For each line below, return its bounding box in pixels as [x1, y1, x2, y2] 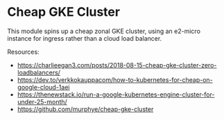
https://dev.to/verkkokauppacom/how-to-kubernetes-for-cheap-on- [17, 75, 213, 83]
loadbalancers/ [17, 68, 61, 77]
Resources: [7, 48, 40, 56]
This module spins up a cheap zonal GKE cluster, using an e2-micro [7, 27, 201, 35]
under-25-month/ [17, 97, 67, 106]
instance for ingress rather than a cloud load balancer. [7, 34, 162, 42]
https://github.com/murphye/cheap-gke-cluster [17, 105, 154, 113]
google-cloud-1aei [17, 83, 70, 91]
